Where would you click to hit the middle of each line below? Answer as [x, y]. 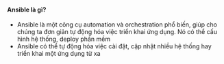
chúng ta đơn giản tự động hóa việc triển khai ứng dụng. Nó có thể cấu [117, 32]
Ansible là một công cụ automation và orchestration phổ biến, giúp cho [117, 25]
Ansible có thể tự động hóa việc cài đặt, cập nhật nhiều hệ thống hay [114, 46]
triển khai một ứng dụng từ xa [59, 54]
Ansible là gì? [27, 10]
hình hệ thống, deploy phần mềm [64, 39]
